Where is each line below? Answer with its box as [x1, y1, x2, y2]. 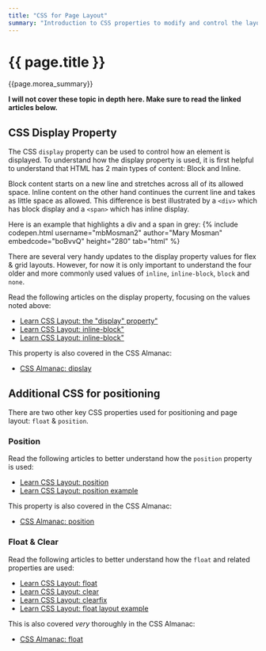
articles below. [8, 103, 58, 112]
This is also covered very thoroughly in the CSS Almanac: [8, 619, 196, 628]
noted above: [8, 301, 51, 310]
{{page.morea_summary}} [8, 79, 93, 89]
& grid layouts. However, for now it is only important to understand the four [8, 261, 252, 270]
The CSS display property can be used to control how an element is [8, 147, 231, 157]
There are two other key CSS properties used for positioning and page [8, 408, 237, 417]
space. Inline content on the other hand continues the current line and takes [8, 188, 256, 197]
